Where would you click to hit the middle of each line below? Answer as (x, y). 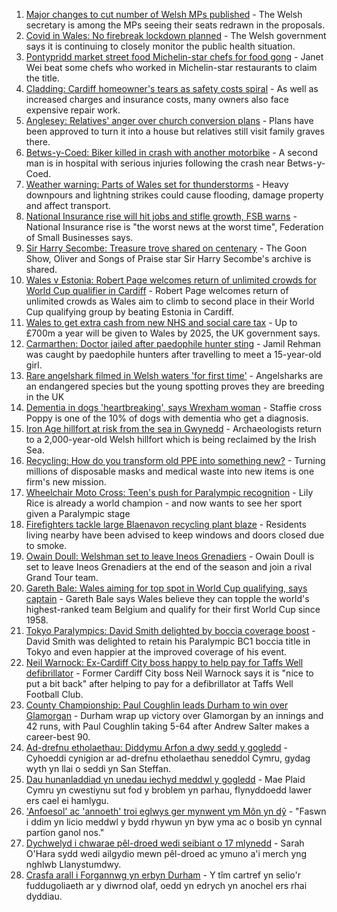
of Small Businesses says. (79, 237)
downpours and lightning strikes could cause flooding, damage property (174, 195)
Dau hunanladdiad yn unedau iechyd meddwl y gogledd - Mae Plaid (165, 779)
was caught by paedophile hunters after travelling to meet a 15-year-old (173, 354)
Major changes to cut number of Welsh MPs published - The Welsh (164, 14)
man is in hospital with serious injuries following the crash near (155, 163)
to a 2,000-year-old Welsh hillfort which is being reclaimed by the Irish (171, 439)
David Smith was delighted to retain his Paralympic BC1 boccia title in (168, 641)
